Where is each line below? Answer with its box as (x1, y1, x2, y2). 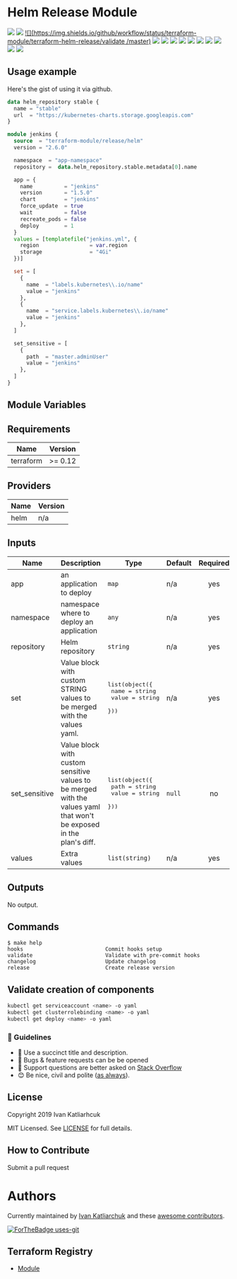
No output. (7, 900, 39, 909)
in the (60, 828, 80, 838)
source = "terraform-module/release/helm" (13, 137, 143, 145)
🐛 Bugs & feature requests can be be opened (17, 1056, 149, 1065)
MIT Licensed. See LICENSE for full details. (7, 1123, 133, 1132)
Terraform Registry (7, 1246, 93, 1258)
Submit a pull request (7, 1163, 69, 1171)
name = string (111, 687, 157, 695)
